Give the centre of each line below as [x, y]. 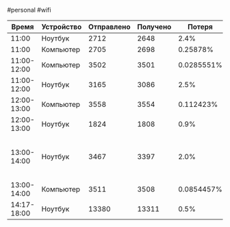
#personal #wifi [29, 10]
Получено [154, 27]
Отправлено [109, 27]
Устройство [62, 27]
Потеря [200, 27]
